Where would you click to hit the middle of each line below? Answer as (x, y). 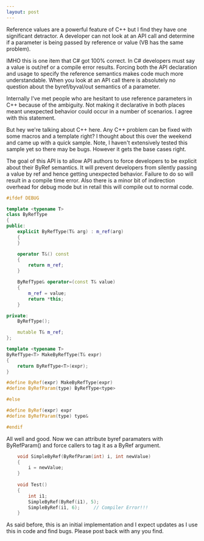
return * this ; (46, 299)
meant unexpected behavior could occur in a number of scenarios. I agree (100, 111)
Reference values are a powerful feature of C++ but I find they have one (97, 29)
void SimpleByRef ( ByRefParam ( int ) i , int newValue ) (84, 456)
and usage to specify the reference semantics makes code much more (95, 73)
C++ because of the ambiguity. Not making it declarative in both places (96, 105)
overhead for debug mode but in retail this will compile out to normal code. (100, 187)
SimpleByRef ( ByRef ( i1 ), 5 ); (64, 502)
